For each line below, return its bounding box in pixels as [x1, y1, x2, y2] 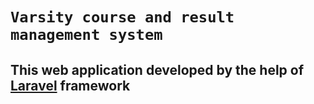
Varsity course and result [10, 8, 235, 27]
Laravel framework [10, 77, 131, 94]
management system [10, 26, 163, 45]
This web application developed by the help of [10, 61, 305, 78]
